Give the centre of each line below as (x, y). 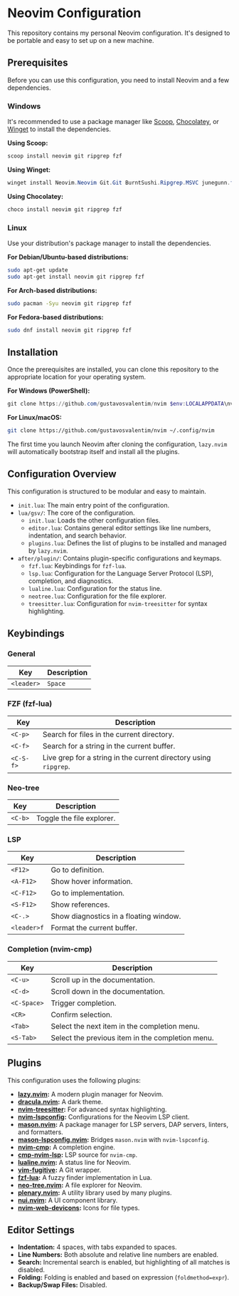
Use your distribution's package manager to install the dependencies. (109, 243)
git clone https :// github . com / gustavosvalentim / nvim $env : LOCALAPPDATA (116, 404)
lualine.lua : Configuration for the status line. (95, 588)
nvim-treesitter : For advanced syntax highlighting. (92, 1109)
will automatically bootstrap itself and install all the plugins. (94, 452)
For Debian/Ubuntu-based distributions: (68, 257)
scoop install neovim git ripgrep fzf (65, 156)
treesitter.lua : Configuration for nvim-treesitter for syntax (118, 603)
